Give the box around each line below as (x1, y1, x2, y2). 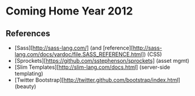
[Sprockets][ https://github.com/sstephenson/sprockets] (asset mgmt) (14, 57, 190, 64)
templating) (14, 70, 44, 77)
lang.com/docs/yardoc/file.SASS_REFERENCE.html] (14, 51, 144, 58)
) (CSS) (143, 51, 162, 58)
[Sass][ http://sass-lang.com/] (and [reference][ (14, 44, 133, 51)
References (5, 28, 50, 39)
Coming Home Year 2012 (5, 4, 133, 18)
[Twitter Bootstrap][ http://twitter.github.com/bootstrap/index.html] (14, 77, 180, 83)
